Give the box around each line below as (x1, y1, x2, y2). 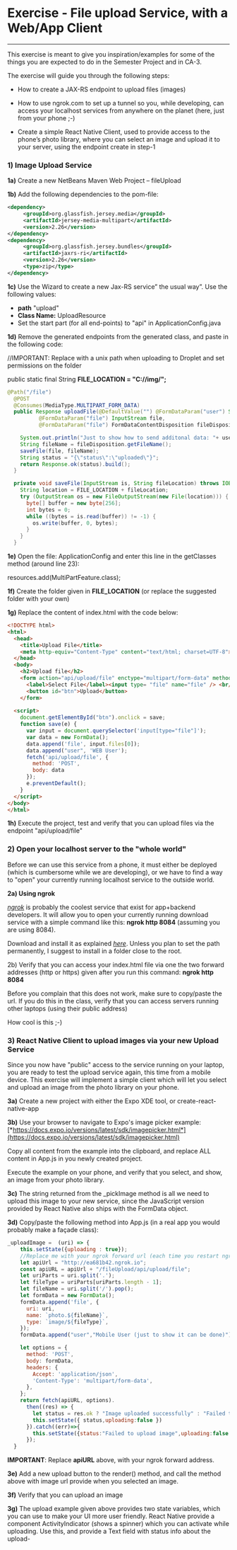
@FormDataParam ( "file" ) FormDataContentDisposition (38, 421, 194, 429)
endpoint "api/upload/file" (7, 826, 83, 835)
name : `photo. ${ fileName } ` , (25, 1311, 109, 1318)
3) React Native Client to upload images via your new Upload (7, 1035, 219, 1045)
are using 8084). (7, 925, 56, 934)
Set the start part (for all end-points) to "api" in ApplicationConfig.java (17, 319, 221, 327)
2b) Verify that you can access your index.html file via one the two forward (7, 960, 224, 969)
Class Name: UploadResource (17, 311, 107, 319)
